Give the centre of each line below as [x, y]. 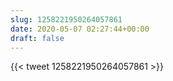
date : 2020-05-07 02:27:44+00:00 [80, 29]
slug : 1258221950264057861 [66, 19]
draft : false [37, 38]
